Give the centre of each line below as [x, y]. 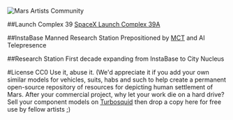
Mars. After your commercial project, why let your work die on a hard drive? [116, 95]
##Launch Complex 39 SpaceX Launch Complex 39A [84, 24]
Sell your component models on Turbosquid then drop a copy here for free [114, 102]
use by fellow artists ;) [39, 109]
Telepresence [27, 45]
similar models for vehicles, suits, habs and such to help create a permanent [117, 80]
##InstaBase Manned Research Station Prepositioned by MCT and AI [106, 38]
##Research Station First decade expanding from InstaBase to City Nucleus [116, 59]
